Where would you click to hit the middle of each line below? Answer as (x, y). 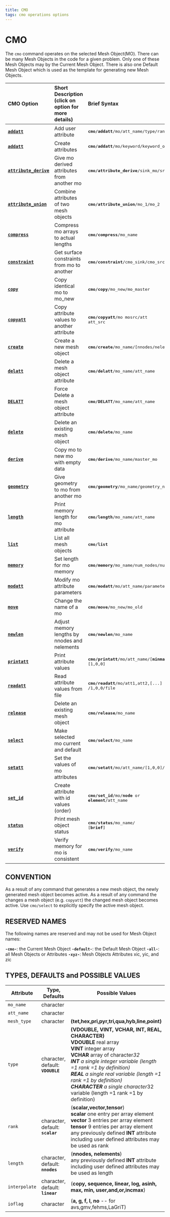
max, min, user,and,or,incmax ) (108, 1190)
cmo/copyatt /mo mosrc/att (118, 317)
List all (62, 538)
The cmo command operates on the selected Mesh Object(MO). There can (82, 54)
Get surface (68, 253)
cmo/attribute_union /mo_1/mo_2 (124, 204)
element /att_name (108, 801)
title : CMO (17, 10)
